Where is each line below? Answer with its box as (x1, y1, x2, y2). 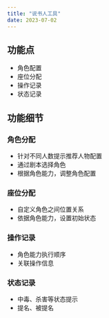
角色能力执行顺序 (17, 250, 66, 258)
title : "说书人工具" (7, 10, 61, 17)
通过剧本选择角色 (17, 160, 66, 169)
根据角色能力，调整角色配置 (17, 169, 97, 177)
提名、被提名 (17, 303, 54, 312)
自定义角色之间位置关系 (17, 206, 84, 214)
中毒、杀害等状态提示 (17, 294, 78, 303)
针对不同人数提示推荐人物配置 (17, 152, 102, 160)
